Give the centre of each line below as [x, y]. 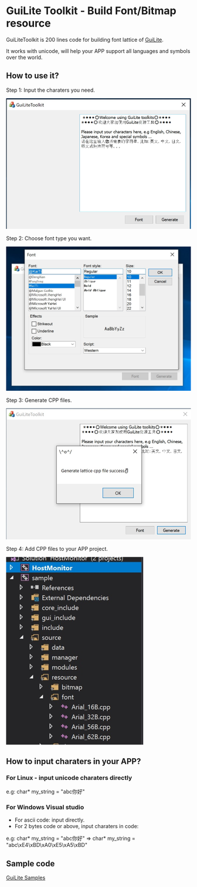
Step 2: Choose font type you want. [49, 238]
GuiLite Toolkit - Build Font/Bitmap [91, 11]
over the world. [24, 57]
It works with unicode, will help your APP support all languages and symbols [98, 51]
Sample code [30, 863]
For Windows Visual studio [45, 807]
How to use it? [33, 76]
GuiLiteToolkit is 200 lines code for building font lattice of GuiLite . [85, 39]
